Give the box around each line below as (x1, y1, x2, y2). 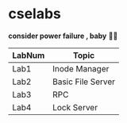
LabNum (12, 49, 45, 60)
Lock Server (52, 102, 98, 113)
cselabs (8, 5, 62, 23)
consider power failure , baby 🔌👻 (8, 31, 118, 40)
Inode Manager (52, 63, 110, 74)
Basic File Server (52, 76, 116, 87)
